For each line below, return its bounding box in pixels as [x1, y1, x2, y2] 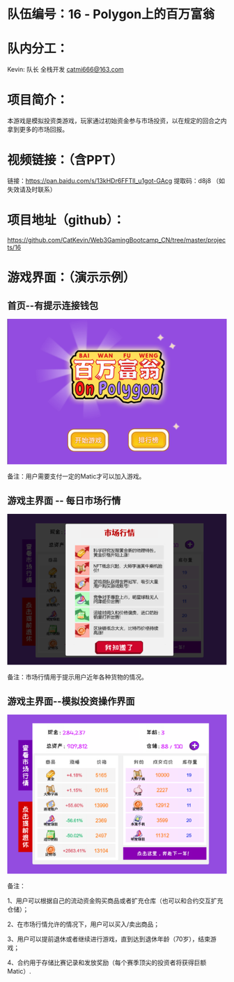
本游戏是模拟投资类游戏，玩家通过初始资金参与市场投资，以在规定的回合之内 [7, 116, 227, 125]
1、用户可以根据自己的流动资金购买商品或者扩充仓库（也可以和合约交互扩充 [7, 896, 224, 905]
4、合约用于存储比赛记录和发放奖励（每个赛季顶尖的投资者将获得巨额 [7, 958, 207, 967]
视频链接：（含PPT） [7, 153, 123, 168]
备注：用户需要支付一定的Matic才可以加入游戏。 [7, 472, 146, 481]
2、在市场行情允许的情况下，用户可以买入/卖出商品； [7, 920, 160, 928]
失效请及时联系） [7, 185, 56, 194]
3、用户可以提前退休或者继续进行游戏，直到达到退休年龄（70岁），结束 [7, 935, 211, 944]
